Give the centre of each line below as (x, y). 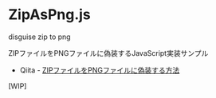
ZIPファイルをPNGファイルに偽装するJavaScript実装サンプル (108, 53)
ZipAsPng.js (50, 15)
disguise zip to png (39, 37)
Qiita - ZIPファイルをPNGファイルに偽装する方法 (100, 70)
